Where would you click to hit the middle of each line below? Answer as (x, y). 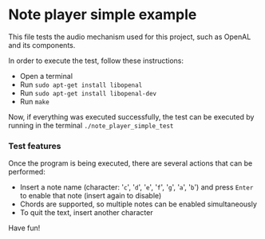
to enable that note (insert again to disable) (91, 196)
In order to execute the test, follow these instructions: (96, 61)
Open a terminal (46, 76)
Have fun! (24, 228)
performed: (27, 172)
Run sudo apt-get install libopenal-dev (88, 92)
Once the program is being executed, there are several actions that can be (131, 163)
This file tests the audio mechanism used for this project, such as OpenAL (130, 37)
